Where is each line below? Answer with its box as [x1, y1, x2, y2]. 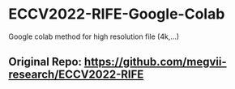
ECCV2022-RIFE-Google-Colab [8, 5, 225, 23]
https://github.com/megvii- [83, 55, 227, 69]
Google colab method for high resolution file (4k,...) [8, 32, 180, 41]
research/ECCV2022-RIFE [8, 68, 144, 82]
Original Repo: [8, 55, 83, 69]
